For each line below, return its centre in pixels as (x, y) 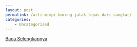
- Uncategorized (32, 24)
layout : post (19, 10)
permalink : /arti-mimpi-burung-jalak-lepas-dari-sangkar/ (68, 15)
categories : (18, 19)
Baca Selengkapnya (26, 39)
